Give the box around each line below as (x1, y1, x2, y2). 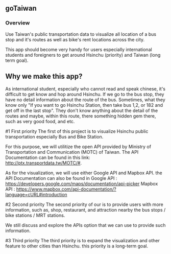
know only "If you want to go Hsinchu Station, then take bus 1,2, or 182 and (5, 102, 163, 108)
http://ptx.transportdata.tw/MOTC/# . (5, 159, 82, 166)
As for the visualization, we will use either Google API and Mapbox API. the (5, 170, 162, 176)
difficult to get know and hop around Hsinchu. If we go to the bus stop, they (5, 91, 164, 97)
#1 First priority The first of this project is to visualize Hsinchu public (5, 128, 149, 134)
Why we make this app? (5, 72, 83, 81)
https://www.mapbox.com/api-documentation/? (16, 186, 116, 192)
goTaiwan (5, 4, 37, 13)
